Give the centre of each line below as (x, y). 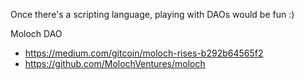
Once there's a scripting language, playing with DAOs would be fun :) (152, 14)
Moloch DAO (36, 33)
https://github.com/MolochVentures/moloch (115, 63)
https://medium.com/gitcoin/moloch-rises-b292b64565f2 (144, 53)
